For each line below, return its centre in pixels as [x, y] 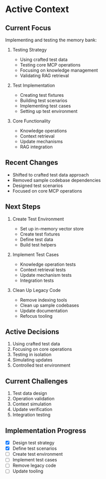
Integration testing [31, 415]
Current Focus [28, 28]
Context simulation [32, 404]
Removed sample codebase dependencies [57, 180]
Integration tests [37, 280]
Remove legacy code [34, 465]
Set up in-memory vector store [52, 228]
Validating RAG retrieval [44, 76]
